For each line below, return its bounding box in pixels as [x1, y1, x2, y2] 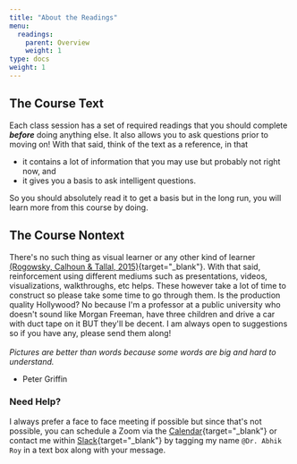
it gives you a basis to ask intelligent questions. [21, 175, 197, 186]
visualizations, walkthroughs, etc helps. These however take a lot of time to [9, 280, 286, 291]
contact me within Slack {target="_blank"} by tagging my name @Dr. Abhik [9, 434, 282, 445]
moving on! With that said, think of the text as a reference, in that [9, 139, 249, 149]
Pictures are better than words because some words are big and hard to [9, 346, 276, 358]
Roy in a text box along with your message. [9, 444, 166, 455]
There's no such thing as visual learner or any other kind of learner [9, 251, 256, 262]
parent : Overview [25, 38, 90, 47]
